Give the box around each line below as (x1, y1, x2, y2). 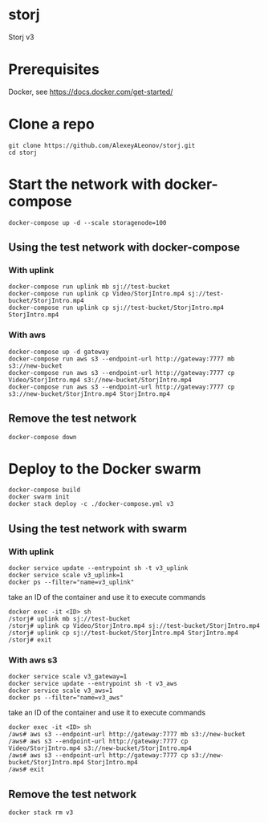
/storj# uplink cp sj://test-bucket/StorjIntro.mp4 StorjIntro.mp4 (8, 629, 239, 638)
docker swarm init (8, 493, 70, 501)
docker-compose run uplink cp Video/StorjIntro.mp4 (8, 290, 185, 298)
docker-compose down (8, 433, 78, 441)
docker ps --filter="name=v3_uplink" (8, 578, 135, 587)
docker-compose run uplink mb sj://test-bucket (8, 283, 171, 291)
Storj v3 (8, 32, 35, 42)
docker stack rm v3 (8, 809, 74, 817)
